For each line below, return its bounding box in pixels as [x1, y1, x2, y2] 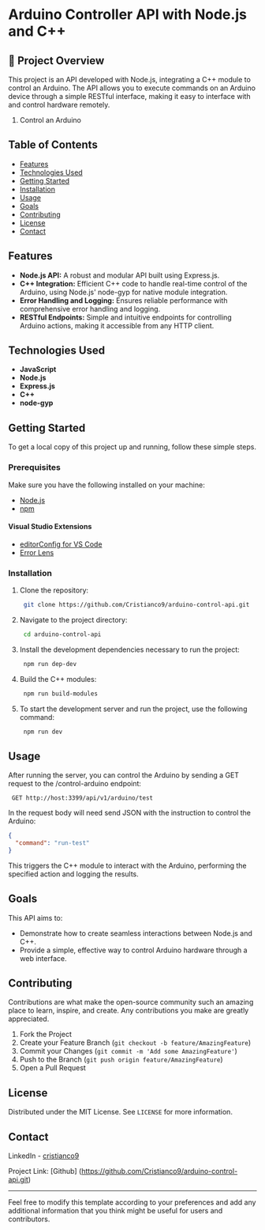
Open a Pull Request [19, 1063, 87, 1073]
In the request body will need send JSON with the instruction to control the [8, 808, 251, 818]
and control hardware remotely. [8, 100, 110, 109]
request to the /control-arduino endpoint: [8, 779, 142, 789]
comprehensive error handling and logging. [19, 304, 161, 313]
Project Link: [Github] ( [8, 1167, 82, 1176]
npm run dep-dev [23, 660, 77, 668]
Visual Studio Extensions [8, 522, 92, 532]
